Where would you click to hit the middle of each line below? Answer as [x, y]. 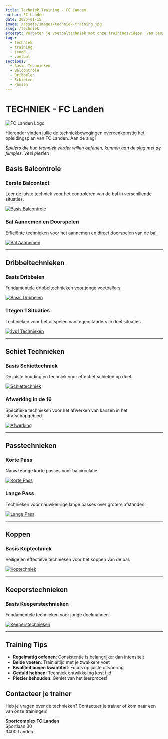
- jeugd [18, 52]
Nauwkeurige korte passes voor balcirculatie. [52, 471]
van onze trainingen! [27, 711]
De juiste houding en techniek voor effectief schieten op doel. [69, 377]
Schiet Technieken [35, 351]
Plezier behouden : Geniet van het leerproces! [60, 678]
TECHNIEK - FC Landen [55, 109]
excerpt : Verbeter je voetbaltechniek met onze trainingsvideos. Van [80, 33]
